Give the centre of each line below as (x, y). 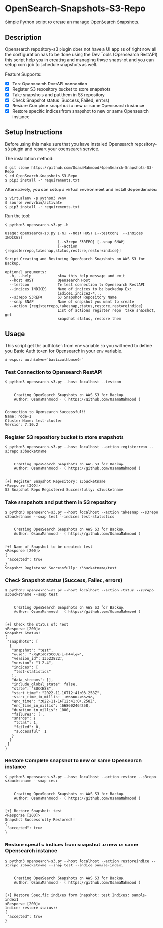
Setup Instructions (34, 132)
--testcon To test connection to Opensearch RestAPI (77, 285)
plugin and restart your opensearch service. (55, 149)
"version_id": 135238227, (38, 658)
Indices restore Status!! (31, 908)
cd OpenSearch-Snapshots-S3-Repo (43, 176)
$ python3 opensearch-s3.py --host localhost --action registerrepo (76, 447)
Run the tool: (18, 216)
